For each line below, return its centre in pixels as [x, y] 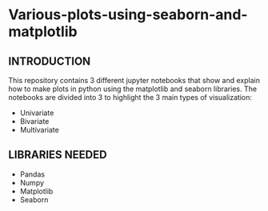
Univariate [37, 113]
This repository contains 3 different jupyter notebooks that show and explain [134, 80]
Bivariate [34, 121]
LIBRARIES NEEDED [58, 155]
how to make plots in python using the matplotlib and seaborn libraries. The [133, 89]
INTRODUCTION [50, 61]
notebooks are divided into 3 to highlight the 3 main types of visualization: [130, 97]
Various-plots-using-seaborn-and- [128, 15]
